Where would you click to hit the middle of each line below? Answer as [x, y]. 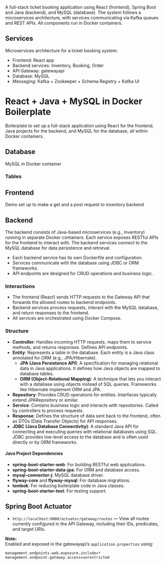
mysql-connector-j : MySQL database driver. [58, 475]
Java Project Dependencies [34, 453]
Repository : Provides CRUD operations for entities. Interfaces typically [84, 395]
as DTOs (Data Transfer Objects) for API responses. [65, 421]
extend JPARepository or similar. [46, 400]
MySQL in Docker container [33, 164]
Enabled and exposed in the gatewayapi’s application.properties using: [79, 544]
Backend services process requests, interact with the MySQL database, [85, 308]
